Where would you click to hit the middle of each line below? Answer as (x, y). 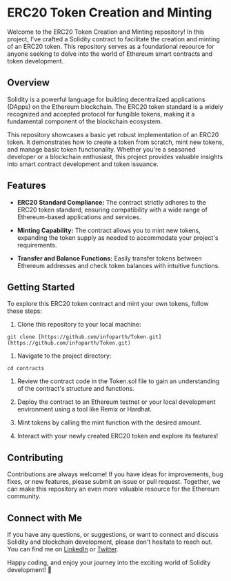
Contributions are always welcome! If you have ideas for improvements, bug (115, 474)
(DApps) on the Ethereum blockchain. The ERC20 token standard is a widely (115, 106)
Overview (29, 83)
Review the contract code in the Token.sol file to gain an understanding (118, 381)
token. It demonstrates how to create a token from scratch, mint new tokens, (115, 142)
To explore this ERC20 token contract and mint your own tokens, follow (108, 304)
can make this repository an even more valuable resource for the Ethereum (113, 489)
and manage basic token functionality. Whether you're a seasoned (101, 149)
